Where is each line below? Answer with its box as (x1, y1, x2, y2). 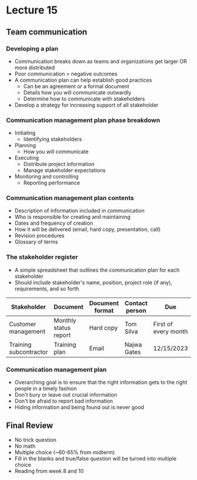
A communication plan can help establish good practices (14, 76, 152, 83)
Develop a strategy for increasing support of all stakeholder (14, 101, 159, 109)
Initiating (14, 130, 36, 137)
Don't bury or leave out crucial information (14, 391, 117, 398)
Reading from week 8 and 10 (14, 467, 84, 474)
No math (14, 442, 36, 449)
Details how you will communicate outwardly (23, 89, 132, 96)
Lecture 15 (6, 4, 58, 17)
